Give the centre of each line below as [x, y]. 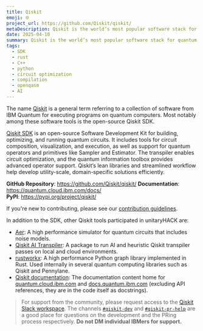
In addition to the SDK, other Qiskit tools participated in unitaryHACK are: [98, 220]
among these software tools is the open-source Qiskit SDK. [81, 121]
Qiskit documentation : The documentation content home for [90, 277]
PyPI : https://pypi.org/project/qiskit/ [51, 197]
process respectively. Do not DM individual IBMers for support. [101, 321]
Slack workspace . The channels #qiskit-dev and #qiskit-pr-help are [108, 308]
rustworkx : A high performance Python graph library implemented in [101, 258]
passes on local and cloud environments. [67, 251]
